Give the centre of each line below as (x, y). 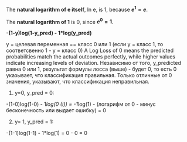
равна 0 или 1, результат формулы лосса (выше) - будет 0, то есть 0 (91, 69)
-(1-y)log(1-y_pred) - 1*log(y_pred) (49, 33)
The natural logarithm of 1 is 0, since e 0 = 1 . (60, 21)
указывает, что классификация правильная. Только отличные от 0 (89, 75)
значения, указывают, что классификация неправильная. (78, 82)
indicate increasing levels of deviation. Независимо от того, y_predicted (94, 63)
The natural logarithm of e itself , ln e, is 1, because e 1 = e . (77, 9)
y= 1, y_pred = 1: (34, 122)
